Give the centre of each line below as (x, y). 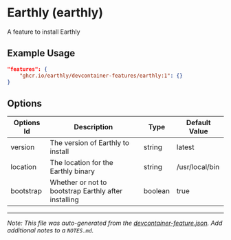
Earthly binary (72, 171)
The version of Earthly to (89, 143)
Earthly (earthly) (55, 13)
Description (93, 127)
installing (64, 199)
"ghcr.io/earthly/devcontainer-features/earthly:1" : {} (101, 76)
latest (185, 147)
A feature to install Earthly (44, 32)
